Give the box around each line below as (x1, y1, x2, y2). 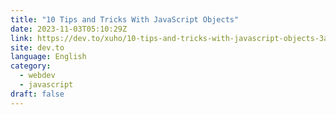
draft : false (10, 89, 65, 99)
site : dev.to (10, 42, 65, 53)
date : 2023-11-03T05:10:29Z (10, 24, 128, 34)
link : (10, 33, 33, 43)
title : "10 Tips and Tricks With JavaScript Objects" (10, 14, 240, 25)
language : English (10, 52, 87, 62)
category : (10, 61, 52, 71)
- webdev (19, 71, 56, 81)
